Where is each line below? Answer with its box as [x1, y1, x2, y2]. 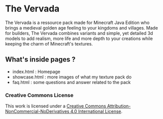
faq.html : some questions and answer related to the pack [12, 79, 131, 85]
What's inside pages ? [5, 55, 76, 64]
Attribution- [107, 103, 131, 109]
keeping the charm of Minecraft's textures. [5, 40, 93, 46]
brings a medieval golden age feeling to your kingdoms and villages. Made [5, 24, 158, 30]
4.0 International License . [70, 108, 123, 114]
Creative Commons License [5, 91, 74, 98]
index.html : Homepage [12, 68, 61, 74]
